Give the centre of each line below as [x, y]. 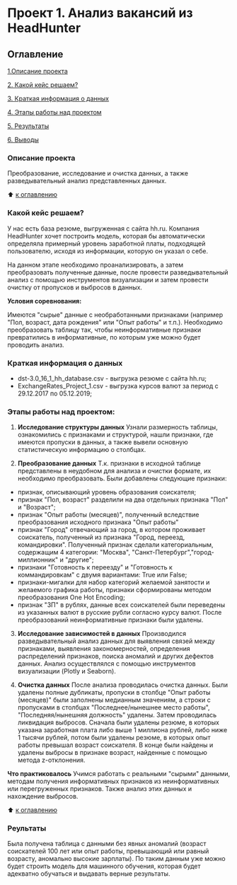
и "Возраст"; [36, 507]
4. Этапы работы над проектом [54, 112]
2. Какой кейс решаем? [43, 85]
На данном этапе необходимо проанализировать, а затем [96, 265]
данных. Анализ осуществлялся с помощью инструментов [106, 664]
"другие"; [79, 560]
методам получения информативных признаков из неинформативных [113, 781]
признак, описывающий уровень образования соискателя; [107, 492]
